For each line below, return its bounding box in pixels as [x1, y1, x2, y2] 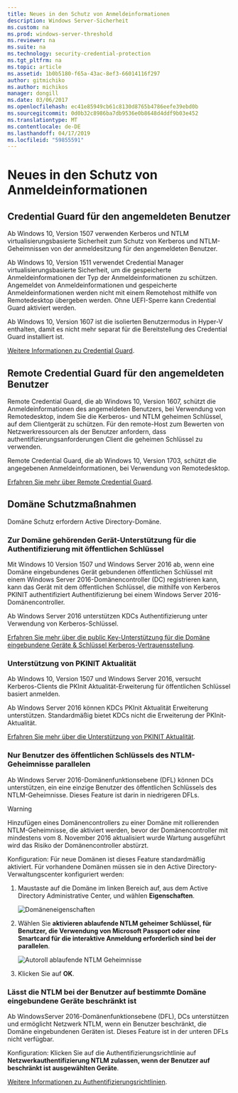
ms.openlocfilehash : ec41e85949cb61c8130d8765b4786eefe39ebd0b [7, 103, 199, 110]
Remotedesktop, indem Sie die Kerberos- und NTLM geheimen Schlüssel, [7, 413, 223, 421]
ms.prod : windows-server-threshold [7, 30, 113, 38]
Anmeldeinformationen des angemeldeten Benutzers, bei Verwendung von [7, 405, 226, 413]
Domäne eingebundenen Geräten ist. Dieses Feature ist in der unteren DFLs [7, 1027, 229, 1036]
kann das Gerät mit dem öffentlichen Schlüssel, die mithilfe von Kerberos [7, 583, 221, 591]
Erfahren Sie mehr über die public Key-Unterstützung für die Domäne [7, 633, 210, 642]
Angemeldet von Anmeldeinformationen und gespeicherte [7, 281, 178, 289]
